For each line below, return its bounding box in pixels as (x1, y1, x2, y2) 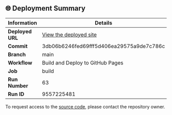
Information (8, 19, 37, 26)
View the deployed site (41, 31, 97, 38)
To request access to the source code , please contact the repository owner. (5, 103, 165, 109)
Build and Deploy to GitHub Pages (41, 59, 124, 66)
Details (94, 19, 113, 26)
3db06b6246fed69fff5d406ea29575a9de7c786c (41, 42, 165, 50)
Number (8, 82, 28, 89)
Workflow (8, 59, 32, 66)
